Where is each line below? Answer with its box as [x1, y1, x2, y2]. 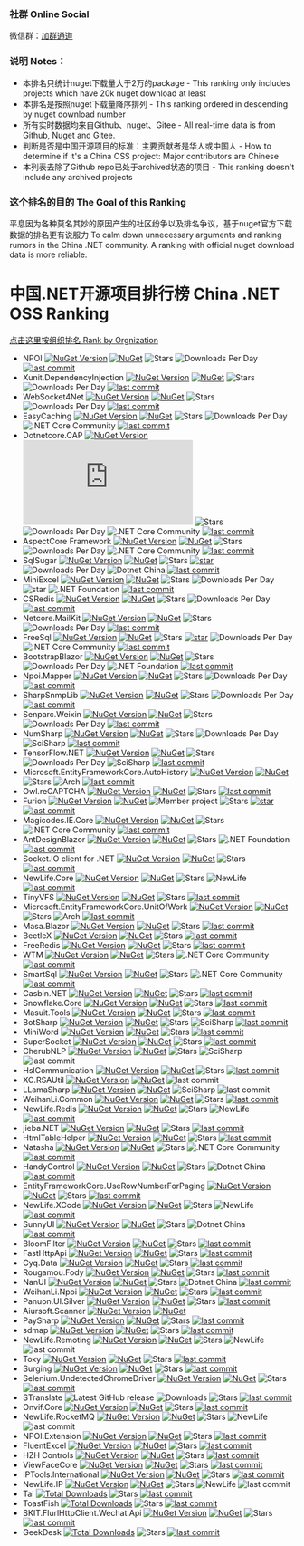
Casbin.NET [22, 987, 68, 998]
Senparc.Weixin [22, 708, 81, 719]
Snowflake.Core [22, 997, 82, 1008]
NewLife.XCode [22, 1199, 81, 1210]
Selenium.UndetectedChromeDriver [22, 1372, 157, 1383]
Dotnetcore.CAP [22, 429, 83, 440]
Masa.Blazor [22, 920, 70, 931]
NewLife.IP [22, 1478, 63, 1489]
